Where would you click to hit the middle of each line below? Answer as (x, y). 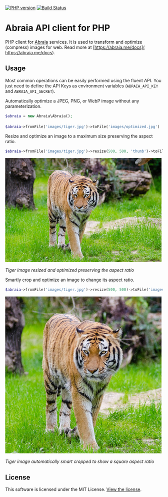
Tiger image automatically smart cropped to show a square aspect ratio (80, 461)
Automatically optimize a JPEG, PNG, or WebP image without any (72, 101)
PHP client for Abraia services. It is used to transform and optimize (74, 42)
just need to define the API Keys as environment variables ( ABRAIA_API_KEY (82, 86)
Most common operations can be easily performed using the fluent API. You (83, 80)
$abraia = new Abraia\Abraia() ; (39, 116)
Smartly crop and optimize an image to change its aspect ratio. (70, 280)
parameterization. (23, 106)
